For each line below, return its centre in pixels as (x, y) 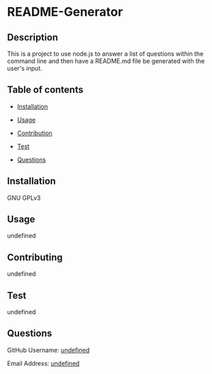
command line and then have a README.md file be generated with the (106, 61)
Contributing (35, 257)
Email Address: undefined (43, 363)
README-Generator (65, 12)
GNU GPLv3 (24, 198)
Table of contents (45, 90)
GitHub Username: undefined (49, 350)
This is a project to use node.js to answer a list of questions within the (105, 54)
